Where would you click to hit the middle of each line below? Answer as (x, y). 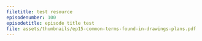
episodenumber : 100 (31, 17)
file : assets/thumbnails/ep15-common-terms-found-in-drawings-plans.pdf (101, 29)
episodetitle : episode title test (51, 23)
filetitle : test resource (39, 12)
